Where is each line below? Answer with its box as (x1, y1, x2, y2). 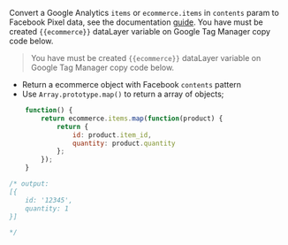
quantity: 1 (25, 203, 69, 213)
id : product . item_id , (72, 130, 152, 140)
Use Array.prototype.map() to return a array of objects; (21, 88, 224, 99)
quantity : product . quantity (72, 139, 176, 148)
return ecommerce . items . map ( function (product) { (41, 114, 224, 123)
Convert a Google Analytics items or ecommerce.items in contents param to (9, 8, 280, 18)
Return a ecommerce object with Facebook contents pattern (21, 80, 241, 89)
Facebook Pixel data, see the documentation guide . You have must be (9, 17, 263, 27)
